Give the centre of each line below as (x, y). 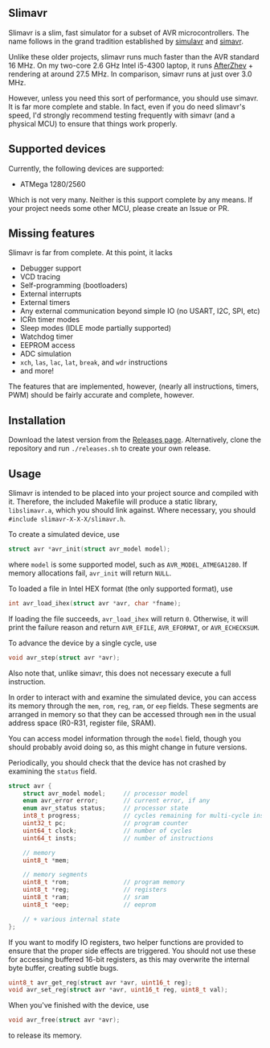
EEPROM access (47, 345)
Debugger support (51, 268)
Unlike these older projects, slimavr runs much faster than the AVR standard (134, 56)
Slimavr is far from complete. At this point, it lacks (90, 253)
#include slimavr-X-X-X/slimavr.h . (67, 519)
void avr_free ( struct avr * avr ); (64, 1020)
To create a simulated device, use (64, 534)
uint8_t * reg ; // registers (95, 890)
